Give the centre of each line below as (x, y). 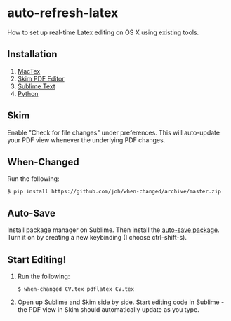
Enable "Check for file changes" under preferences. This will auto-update (113, 132)
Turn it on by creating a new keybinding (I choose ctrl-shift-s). (97, 238)
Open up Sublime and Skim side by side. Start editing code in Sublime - (121, 302)
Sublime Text (37, 86)
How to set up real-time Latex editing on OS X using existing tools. (103, 32)
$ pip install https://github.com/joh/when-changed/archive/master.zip (114, 192)
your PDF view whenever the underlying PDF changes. (86, 140)
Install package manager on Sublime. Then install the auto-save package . (113, 230)
